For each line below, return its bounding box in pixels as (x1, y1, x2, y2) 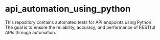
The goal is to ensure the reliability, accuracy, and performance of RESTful (5, 24, 156, 30)
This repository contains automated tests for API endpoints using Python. (5, 19, 153, 25)
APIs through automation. (5, 29, 56, 35)
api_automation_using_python (5, 3, 131, 14)
